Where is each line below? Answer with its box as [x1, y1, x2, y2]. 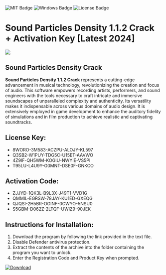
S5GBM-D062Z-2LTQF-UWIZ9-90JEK [12, 206, 91, 212]
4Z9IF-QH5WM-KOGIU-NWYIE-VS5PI [12, 157, 91, 163]
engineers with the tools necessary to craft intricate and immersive [5, 92, 143, 99]
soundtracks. [5, 119, 32, 125]
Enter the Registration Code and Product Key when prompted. [12, 255, 140, 261]
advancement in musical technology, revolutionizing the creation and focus [5, 82, 160, 88]
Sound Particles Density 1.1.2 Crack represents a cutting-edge [5, 77, 135, 83]
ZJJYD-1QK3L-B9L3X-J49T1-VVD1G [12, 190, 88, 196]
